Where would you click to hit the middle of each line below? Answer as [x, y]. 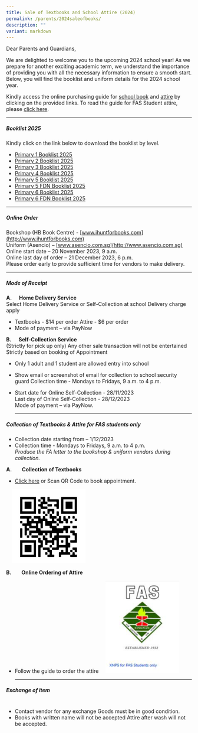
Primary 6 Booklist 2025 [44, 193]
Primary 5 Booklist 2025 [44, 180]
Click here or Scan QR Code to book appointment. [75, 481]
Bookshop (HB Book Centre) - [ [44, 233]
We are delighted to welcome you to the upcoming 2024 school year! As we [98, 60]
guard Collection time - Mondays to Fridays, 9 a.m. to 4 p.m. [88, 382]
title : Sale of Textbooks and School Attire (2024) [71, 12]
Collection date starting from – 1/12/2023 [64, 439]
